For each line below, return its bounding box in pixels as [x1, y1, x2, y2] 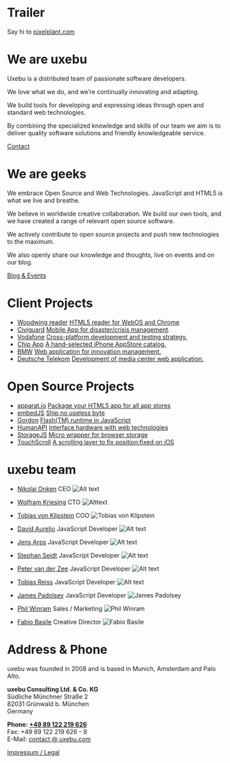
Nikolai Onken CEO [16, 484, 71, 492]
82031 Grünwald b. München [7, 699, 89, 708]
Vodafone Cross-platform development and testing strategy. [16, 332, 187, 341]
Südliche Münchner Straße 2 [7, 692, 89, 701]
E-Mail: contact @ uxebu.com [7, 735, 91, 743]
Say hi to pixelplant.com [7, 27, 76, 36]
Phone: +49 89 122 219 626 [7, 720, 87, 729]
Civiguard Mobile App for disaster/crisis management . [16, 325, 170, 334]
